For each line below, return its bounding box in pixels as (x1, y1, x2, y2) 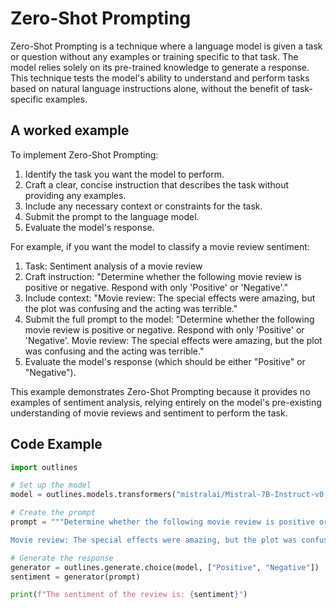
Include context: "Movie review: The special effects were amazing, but (24, 292, 316, 304)
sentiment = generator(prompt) (10, 572, 141, 582)
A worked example (10, 122, 130, 139)
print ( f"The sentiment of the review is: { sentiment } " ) (10, 590, 248, 600)
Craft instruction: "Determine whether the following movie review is (24, 270, 302, 282)
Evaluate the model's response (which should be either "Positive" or (24, 355, 306, 367)
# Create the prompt (10, 508, 97, 518)
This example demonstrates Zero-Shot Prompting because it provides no (10, 385, 311, 397)
